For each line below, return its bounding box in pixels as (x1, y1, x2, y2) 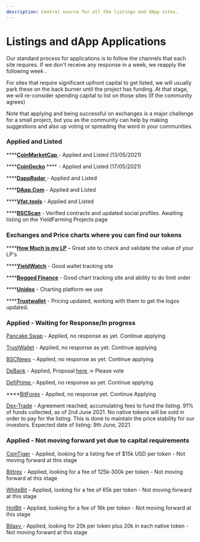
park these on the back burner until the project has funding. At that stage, (6, 85, 189, 93)
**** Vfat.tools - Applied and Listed (6, 198, 94, 205)
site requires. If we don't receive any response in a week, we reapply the (6, 61, 186, 68)
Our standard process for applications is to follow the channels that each (6, 55, 186, 62)
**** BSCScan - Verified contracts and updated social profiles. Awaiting (6, 209, 183, 216)
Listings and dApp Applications (6, 34, 166, 48)
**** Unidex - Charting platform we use (6, 286, 103, 293)
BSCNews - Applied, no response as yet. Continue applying (6, 356, 154, 363)
